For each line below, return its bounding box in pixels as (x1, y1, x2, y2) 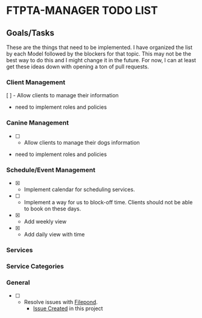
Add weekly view (24, 218, 67, 225)
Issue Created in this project (33, 305, 104, 312)
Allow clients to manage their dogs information (24, 138, 140, 146)
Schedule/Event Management (6, 166, 95, 174)
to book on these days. (24, 205, 81, 212)
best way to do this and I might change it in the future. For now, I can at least (6, 57, 197, 63)
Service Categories (6, 262, 65, 270)
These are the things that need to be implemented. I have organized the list (6, 44, 193, 51)
